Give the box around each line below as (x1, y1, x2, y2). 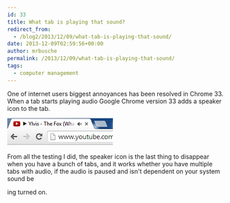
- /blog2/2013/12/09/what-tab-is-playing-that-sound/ (13, 33, 172, 40)
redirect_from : (7, 26, 51, 33)
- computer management (13, 69, 79, 76)
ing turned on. (7, 188, 48, 196)
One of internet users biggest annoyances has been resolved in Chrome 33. (7, 89, 224, 98)
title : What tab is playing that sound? (7, 18, 126, 26)
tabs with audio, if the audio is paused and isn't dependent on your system (7, 167, 220, 175)
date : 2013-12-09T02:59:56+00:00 (7, 40, 104, 48)
